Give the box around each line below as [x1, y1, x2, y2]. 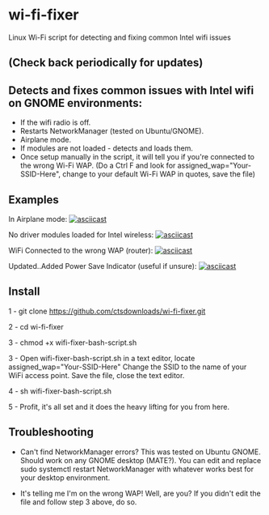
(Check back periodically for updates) [8, 56, 204, 70]
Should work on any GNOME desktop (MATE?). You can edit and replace [19, 455, 262, 465]
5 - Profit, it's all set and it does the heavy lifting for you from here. [8, 402, 230, 411]
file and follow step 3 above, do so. [19, 496, 137, 507]
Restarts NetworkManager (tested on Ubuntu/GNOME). [19, 126, 204, 136]
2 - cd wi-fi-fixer [8, 321, 64, 331]
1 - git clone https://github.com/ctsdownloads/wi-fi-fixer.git [8, 306, 206, 316]
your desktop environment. [19, 472, 111, 483]
